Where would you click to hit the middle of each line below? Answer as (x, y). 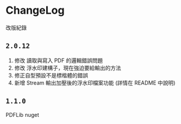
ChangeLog (35, 10)
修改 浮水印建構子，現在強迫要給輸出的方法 (67, 68)
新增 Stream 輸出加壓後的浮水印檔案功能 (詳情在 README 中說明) (95, 83)
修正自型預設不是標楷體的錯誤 (51, 75)
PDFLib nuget (22, 114)
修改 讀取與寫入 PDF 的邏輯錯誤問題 (58, 60)
